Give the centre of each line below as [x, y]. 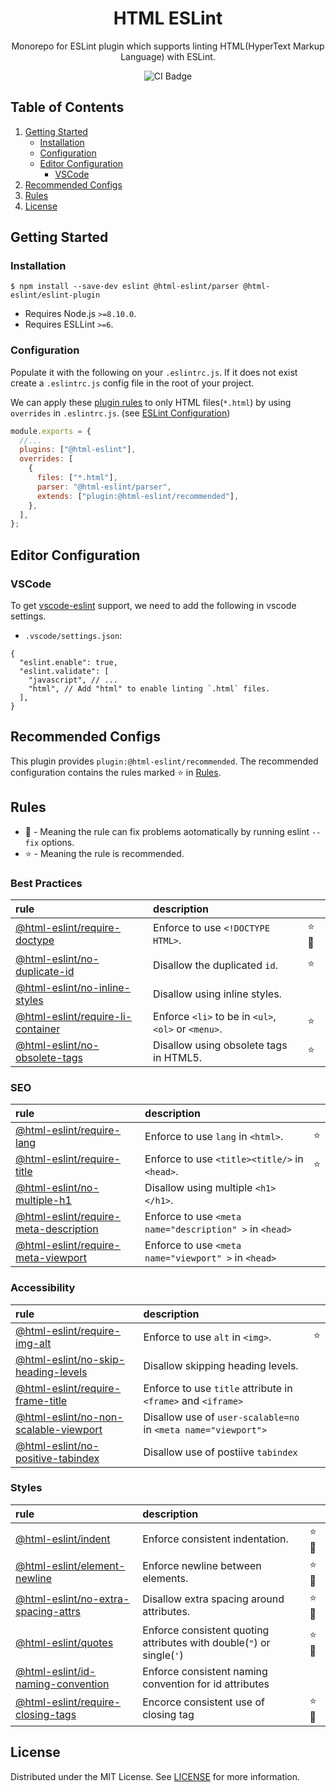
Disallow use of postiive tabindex [220, 1452]
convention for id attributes [206, 1684]
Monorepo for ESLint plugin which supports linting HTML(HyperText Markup [168, 46]
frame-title [41, 1400]
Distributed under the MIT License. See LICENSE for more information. [155, 1776]
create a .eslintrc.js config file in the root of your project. [132, 383]
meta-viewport [51, 1258]
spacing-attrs [48, 1612]
